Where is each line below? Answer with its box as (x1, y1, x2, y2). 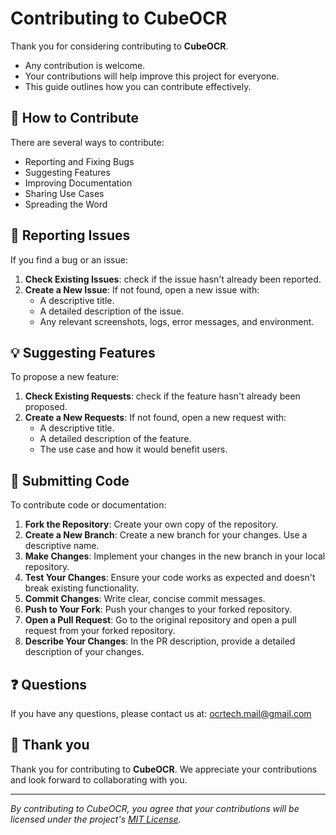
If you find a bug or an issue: (10, 253, 128, 266)
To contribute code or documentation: (10, 499, 167, 511)
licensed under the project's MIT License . (10, 813, 182, 825)
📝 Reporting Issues (10, 227, 131, 244)
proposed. (24, 401, 68, 413)
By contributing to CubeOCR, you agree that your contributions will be (10, 802, 300, 814)
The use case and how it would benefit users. (39, 443, 228, 456)
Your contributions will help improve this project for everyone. (24, 70, 280, 82)
